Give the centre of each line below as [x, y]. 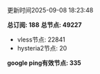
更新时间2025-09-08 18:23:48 [50, 10]
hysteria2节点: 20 [42, 48]
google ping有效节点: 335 [44, 63]
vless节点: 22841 [41, 39]
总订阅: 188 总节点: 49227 [44, 25]
